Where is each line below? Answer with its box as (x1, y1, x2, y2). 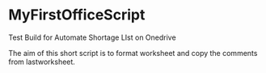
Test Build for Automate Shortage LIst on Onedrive (8, 32, 176, 42)
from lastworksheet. (8, 57, 75, 67)
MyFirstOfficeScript (8, 6, 146, 24)
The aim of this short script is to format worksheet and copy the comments (8, 48, 258, 58)
